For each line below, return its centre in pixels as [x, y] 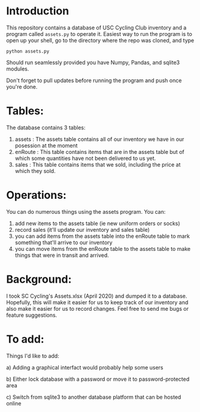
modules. [18, 69]
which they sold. [35, 171]
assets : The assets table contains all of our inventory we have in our [99, 139]
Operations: [37, 195]
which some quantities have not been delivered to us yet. [85, 158]
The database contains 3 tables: [46, 128]
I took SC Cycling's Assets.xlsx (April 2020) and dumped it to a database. [97, 296]
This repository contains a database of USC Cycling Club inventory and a [96, 28]
